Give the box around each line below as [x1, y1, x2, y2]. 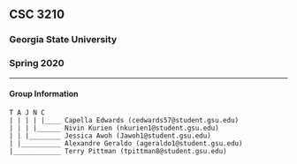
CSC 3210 [9, 7, 65, 22]
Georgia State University [9, 34, 118, 46]
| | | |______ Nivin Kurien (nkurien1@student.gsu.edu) [9, 123, 219, 132]
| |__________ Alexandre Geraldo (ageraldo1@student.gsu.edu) [9, 138, 243, 148]
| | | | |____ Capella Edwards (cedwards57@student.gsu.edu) [9, 116, 240, 124]
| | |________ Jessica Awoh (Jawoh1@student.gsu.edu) [9, 131, 212, 140]
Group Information [9, 88, 79, 100]
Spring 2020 [9, 57, 65, 70]
